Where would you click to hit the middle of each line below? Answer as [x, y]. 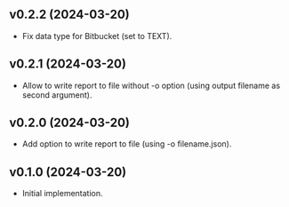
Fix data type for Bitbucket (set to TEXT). [97, 36]
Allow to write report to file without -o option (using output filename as [151, 85]
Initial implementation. [63, 194]
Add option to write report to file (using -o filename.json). [127, 144]
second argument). [57, 95]
